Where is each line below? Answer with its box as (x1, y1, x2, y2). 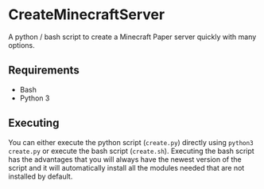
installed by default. (8, 171, 73, 181)
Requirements (8, 64, 80, 77)
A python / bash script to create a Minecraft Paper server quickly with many (8, 32, 257, 41)
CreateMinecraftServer (8, 6, 165, 24)
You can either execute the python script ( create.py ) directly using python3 (8, 137, 254, 147)
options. (8, 40, 36, 49)
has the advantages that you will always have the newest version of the (8, 154, 242, 164)
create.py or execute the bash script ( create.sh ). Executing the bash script (8, 146, 254, 156)
